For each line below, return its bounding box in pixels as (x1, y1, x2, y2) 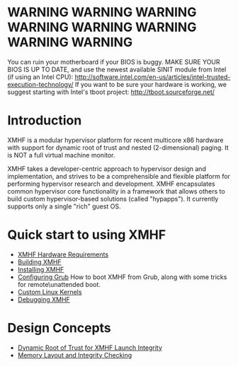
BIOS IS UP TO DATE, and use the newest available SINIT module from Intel (7, 65, 227, 73)
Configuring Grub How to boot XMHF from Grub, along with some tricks (17, 273, 227, 281)
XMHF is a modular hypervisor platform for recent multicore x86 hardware (7, 136, 224, 144)
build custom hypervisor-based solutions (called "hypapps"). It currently (7, 194, 219, 203)
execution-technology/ (7, 80, 74, 88)
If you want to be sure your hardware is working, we (74, 80, 227, 88)
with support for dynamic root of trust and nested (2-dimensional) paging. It (7, 143, 229, 152)
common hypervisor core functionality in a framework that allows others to (7, 187, 225, 195)
